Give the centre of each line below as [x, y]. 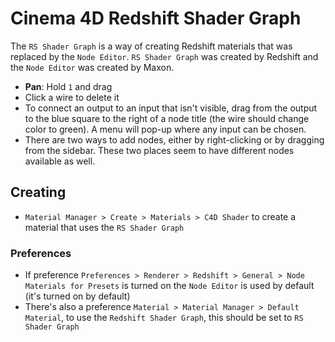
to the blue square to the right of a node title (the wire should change [167, 118]
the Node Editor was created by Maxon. [92, 67]
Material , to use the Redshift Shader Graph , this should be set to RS [164, 318]
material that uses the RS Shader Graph [104, 227]
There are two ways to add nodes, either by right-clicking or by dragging [174, 139]
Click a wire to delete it [72, 97]
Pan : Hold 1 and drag [68, 86]
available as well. [60, 161]
